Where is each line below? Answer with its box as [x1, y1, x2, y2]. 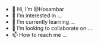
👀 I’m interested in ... [11, 12, 62, 19]
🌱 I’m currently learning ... [11, 18, 75, 25]
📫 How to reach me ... [11, 32, 67, 38]
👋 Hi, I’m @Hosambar [11, 6, 64, 12]
